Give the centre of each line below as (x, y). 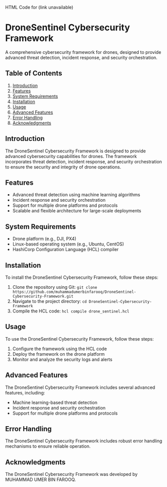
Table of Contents (34, 73)
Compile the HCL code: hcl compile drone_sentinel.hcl (71, 311)
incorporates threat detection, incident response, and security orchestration (83, 161)
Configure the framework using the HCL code (59, 349)
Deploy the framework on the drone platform (59, 354)
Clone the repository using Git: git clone (55, 287)
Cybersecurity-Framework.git (43, 296)
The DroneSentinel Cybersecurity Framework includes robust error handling (84, 441)
